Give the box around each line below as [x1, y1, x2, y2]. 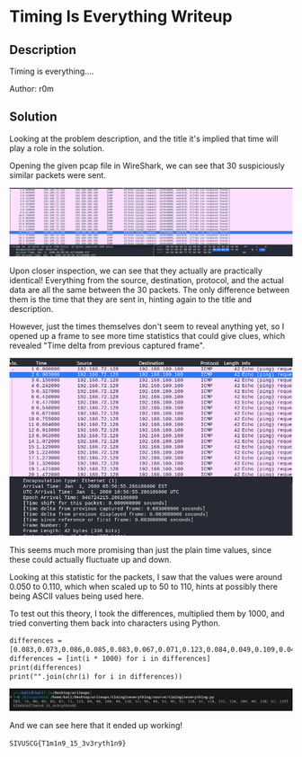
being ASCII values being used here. [9, 591, 144, 601]
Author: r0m [9, 84, 54, 94]
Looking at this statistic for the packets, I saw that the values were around [9, 571, 283, 582]
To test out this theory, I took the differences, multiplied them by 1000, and [9, 608, 285, 619]
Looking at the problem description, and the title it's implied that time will [9, 133, 279, 144]
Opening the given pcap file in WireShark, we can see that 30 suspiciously [9, 160, 285, 171]
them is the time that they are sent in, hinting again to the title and [9, 294, 253, 305]
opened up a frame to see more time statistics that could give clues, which [9, 330, 286, 341]
